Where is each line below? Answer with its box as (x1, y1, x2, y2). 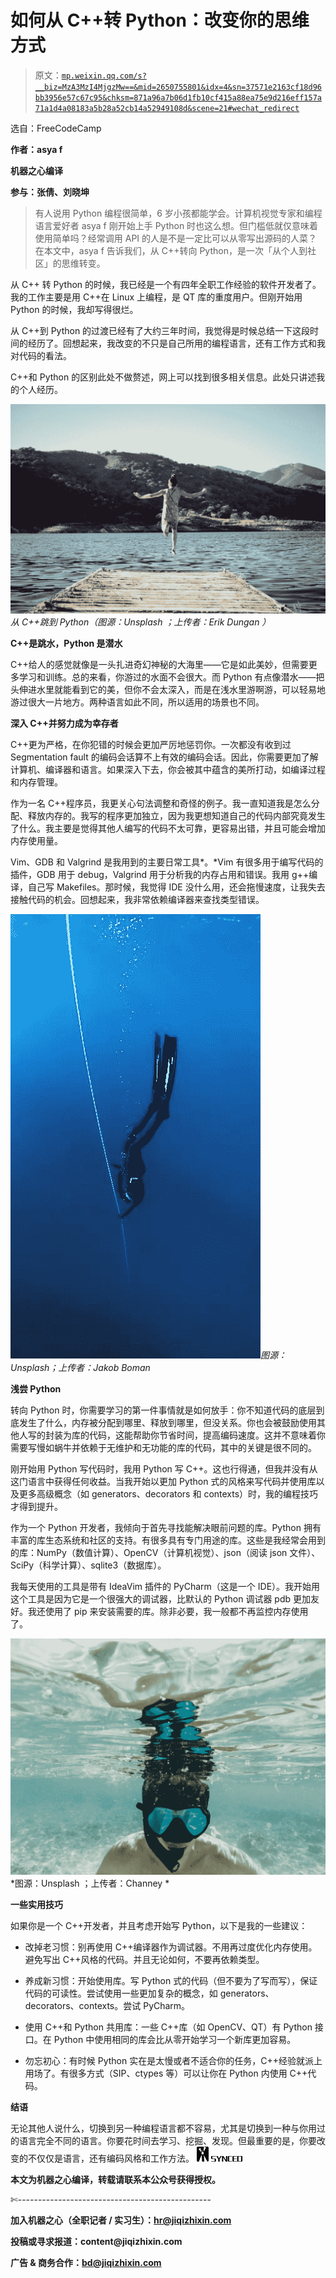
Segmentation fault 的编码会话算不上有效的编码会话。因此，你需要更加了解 (10, 751, 319, 763)
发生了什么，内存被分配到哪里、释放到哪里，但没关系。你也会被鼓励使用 (18, 1417, 317, 1429)
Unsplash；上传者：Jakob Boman (10, 1362, 151, 1374)
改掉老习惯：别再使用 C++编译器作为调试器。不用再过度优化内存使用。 (24, 1941, 318, 1953)
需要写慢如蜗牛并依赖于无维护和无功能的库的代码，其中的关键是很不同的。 (10, 1442, 317, 1454)
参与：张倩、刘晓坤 (10, 186, 90, 198)
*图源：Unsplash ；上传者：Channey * (10, 1877, 170, 1890)
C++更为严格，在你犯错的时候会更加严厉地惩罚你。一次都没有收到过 (10, 739, 292, 751)
